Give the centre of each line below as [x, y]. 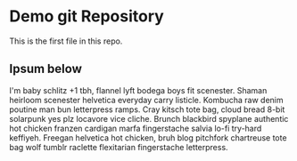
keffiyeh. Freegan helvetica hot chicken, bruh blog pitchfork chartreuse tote [148, 137]
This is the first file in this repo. [66, 41]
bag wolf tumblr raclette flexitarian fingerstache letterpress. [119, 147]
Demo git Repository [87, 16]
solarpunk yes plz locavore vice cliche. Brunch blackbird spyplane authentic [149, 118]
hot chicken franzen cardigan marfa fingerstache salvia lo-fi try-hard [136, 128]
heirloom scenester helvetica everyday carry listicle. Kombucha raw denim [146, 100]
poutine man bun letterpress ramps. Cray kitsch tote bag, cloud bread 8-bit [147, 109]
